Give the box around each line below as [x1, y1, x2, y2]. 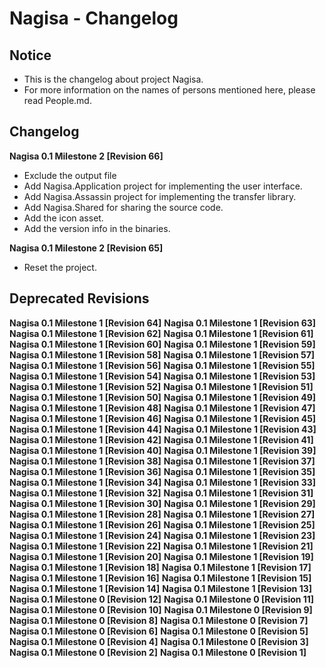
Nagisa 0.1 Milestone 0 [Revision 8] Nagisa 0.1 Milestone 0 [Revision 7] [9, 614, 309, 626]
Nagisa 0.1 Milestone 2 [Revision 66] [9, 150, 164, 162]
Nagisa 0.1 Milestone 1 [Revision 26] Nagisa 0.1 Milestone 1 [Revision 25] [9, 518, 316, 531]
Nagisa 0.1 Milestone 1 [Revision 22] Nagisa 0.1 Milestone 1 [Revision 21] [9, 540, 314, 552]
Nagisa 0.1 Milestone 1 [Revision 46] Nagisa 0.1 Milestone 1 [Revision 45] [9, 412, 317, 424]
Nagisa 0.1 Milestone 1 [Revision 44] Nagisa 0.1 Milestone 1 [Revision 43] [9, 423, 317, 435]
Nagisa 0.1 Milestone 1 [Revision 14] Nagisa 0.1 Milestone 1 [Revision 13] [9, 582, 312, 594]
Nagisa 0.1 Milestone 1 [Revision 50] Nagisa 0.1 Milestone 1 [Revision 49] [9, 391, 317, 403]
